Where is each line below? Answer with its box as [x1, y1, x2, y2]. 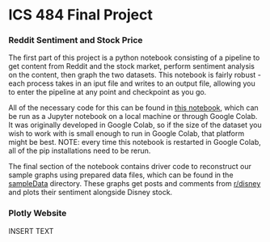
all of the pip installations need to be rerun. [8, 146, 151, 155]
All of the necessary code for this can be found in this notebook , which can [8, 103, 259, 113]
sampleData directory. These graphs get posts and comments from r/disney [8, 179, 261, 189]
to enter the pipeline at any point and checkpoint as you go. [8, 87, 207, 97]
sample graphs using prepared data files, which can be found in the [8, 170, 234, 180]
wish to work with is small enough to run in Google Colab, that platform [8, 129, 245, 138]
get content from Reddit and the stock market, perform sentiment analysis [8, 62, 255, 71]
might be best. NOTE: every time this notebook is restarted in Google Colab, [8, 138, 261, 147]
